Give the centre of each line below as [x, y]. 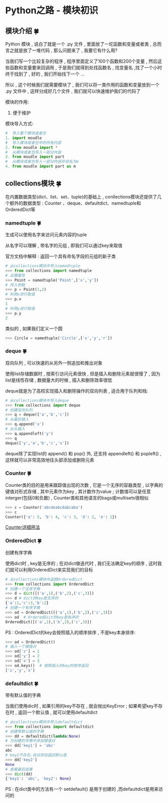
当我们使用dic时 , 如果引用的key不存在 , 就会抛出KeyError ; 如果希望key [79, 706]
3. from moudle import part [35, 157]
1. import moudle [24, 138]
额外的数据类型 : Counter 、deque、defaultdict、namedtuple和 [75, 203]
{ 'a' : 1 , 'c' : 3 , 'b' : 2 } [27, 603]
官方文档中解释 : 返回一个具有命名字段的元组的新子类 [60, 256]
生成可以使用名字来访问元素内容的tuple [46, 235]
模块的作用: [17, 102]
